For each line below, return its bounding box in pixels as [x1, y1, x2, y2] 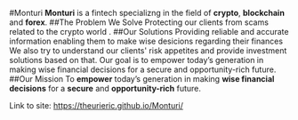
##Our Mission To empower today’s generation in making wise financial [9, 74, 275, 84]
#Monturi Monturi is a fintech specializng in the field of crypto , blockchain [9, 8, 285, 18]
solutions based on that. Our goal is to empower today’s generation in [9, 55, 264, 65]
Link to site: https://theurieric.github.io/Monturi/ [9, 100, 184, 110]
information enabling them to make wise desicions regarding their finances [9, 36, 283, 46]
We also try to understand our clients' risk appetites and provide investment [9, 45, 287, 56]
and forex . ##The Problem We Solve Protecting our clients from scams [9, 17, 270, 28]
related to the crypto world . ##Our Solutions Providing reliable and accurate [9, 27, 289, 36]
